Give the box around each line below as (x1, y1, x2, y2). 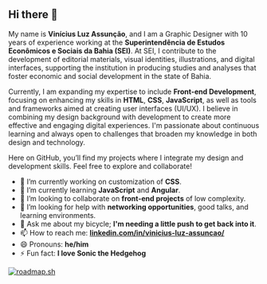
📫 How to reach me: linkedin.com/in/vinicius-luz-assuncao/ (19, 228, 225, 237)
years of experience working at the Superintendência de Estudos (8, 37, 226, 47)
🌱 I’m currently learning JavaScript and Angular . (19, 185, 181, 195)
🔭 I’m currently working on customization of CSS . (19, 177, 182, 186)
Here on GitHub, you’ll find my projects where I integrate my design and (8, 153, 244, 162)
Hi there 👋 (8, 8, 58, 21)
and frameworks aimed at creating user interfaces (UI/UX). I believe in (8, 103, 238, 113)
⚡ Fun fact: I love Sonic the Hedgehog (19, 248, 146, 258)
